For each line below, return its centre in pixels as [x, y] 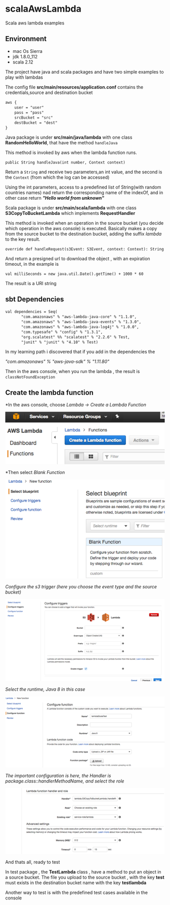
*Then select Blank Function [35, 473]
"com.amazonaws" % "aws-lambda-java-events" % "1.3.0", [81, 322]
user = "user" [29, 107]
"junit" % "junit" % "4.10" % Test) [60, 342]
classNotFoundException [30, 377]
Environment [26, 39]
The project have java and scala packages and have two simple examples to [84, 72]
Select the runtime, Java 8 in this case [45, 689]
